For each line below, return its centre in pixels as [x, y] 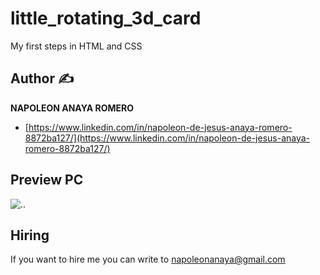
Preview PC [47, 180]
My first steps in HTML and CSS [76, 46]
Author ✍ [42, 78]
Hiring [30, 235]
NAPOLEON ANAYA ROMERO [72, 108]
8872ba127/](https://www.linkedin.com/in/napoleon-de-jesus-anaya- [167, 138]
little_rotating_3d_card [106, 18]
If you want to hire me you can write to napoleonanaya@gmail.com [148, 259]
